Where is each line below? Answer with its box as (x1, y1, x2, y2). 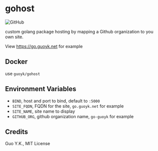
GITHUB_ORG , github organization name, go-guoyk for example (12, 113, 134, 119)
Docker (5, 57, 28, 66)
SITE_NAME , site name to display (12, 108, 75, 114)
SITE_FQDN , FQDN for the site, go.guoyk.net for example (12, 103, 124, 109)
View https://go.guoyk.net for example (5, 43, 83, 49)
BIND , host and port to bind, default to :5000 (12, 98, 100, 103)
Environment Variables (5, 85, 77, 93)
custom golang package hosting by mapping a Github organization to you (5, 28, 154, 34)
